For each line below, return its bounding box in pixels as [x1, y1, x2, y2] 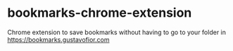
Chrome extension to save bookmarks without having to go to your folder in [7, 28, 227, 36]
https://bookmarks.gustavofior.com [7, 35, 110, 43]
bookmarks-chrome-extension [7, 5, 192, 21]
